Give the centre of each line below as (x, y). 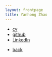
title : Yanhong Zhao (26, 15)
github (19, 34)
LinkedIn (21, 40)
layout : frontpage (24, 10)
